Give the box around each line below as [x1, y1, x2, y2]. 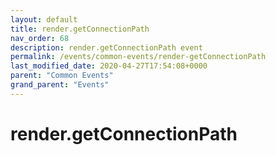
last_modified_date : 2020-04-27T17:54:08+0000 [10, 61, 208, 71]
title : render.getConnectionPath [10, 24, 150, 34]
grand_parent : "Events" [10, 80, 110, 90]
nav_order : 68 [10, 33, 70, 43]
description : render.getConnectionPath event [10, 42, 203, 53]
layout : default [10, 14, 78, 25]
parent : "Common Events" [10, 71, 114, 81]
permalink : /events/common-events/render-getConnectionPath [10, 52, 267, 62]
